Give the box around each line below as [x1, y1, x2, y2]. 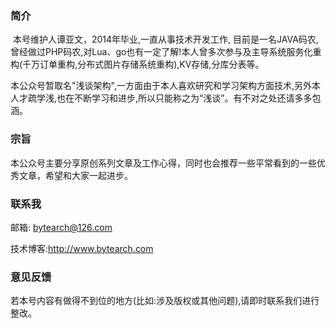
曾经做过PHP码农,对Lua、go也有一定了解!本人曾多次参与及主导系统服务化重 [10, 46, 322, 58]
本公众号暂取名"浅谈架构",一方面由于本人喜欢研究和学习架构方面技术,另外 [10, 80, 312, 92]
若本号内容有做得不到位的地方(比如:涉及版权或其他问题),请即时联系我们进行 [10, 295, 320, 307]
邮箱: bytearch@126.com [10, 221, 113, 233]
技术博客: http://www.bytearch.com [10, 242, 154, 254]
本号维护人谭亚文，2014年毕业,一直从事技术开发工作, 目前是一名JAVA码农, [12, 33, 319, 46]
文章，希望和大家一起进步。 [18, 169, 133, 181]
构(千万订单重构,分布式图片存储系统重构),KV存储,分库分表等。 [10, 58, 265, 71]
